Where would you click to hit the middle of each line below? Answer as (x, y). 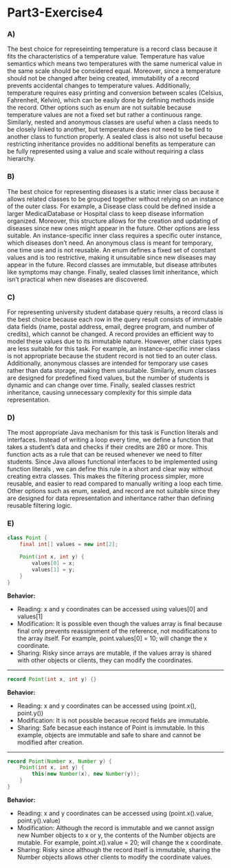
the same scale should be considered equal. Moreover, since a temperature (114, 71)
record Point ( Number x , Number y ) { (59, 761)
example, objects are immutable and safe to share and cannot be (109, 735)
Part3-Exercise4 (55, 13)
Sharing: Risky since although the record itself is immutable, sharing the (119, 849)
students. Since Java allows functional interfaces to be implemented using (112, 462)
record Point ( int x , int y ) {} (52, 679)
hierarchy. (21, 159)
